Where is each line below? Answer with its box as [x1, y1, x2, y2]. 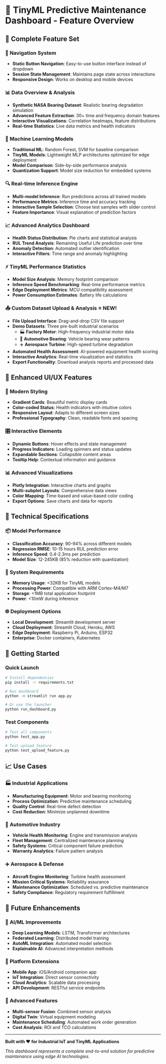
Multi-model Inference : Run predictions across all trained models [12, 193, 146, 199]
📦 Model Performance [5, 527, 61, 534]
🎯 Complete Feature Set [5, 35, 80, 43]
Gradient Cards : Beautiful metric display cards [12, 399, 108, 405]
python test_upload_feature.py [5, 748, 70, 753]
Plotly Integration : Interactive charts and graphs [12, 482, 111, 488]
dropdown [12, 66, 34, 72]
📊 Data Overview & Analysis [5, 89, 75, 96]
